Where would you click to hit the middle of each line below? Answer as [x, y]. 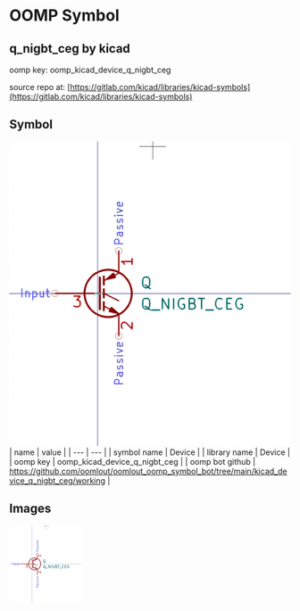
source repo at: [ [40, 87]
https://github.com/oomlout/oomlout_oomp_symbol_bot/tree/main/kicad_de [148, 471]
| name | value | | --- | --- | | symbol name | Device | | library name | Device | [150, 452]
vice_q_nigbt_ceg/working [57, 480]
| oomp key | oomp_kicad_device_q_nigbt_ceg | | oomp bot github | [133, 461]
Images [30, 509]
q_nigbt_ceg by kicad [70, 49]
